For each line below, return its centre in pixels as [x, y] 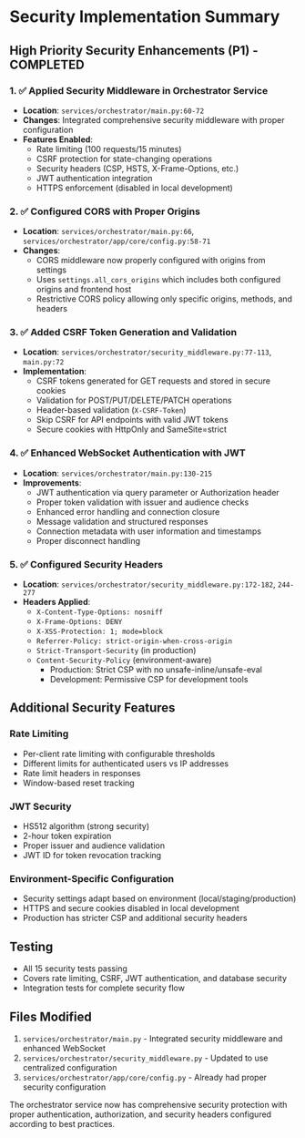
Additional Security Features [92, 708]
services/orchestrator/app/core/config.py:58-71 [117, 242]
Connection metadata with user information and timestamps [149, 531]
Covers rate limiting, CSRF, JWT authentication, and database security [155, 979]
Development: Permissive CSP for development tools [149, 680]
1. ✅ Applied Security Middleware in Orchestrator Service [139, 90]
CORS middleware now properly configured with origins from [151, 261]
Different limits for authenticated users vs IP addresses [126, 764]
